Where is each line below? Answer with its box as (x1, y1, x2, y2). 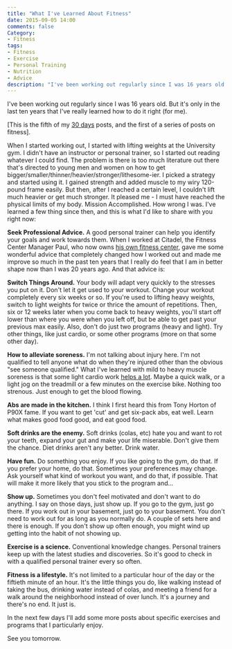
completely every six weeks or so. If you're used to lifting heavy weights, (7, 293, 215, 302)
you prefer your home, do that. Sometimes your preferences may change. (7, 464, 217, 473)
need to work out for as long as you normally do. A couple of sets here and (7, 515, 221, 523)
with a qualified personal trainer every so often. (7, 558, 142, 566)
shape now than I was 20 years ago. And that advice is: (7, 265, 166, 273)
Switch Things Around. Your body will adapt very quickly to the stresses (7, 278, 216, 287)
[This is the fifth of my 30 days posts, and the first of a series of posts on (7, 120, 216, 129)
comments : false (7, 23, 54, 30)
